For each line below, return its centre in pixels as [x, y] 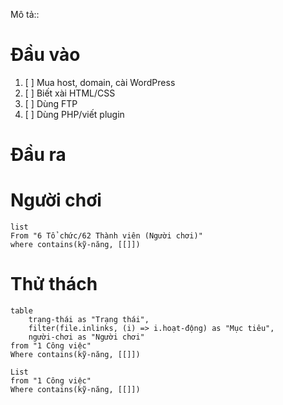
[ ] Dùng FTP [51, 103]
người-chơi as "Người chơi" [86, 337]
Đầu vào [45, 55]
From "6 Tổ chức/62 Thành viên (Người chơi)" [106, 236]
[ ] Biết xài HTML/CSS [70, 93]
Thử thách [54, 284]
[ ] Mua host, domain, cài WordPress [100, 82]
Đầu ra [38, 155]
